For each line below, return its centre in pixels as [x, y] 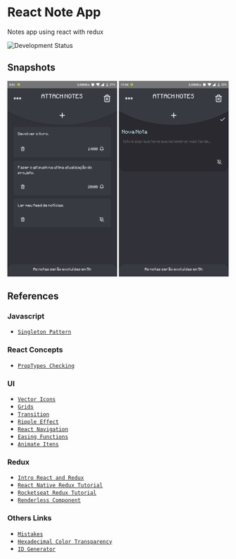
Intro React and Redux [51, 478]
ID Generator [37, 549]
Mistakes [30, 534]
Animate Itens [38, 445]
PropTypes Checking [46, 366]
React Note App [54, 12]
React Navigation [43, 430]
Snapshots [32, 68]
